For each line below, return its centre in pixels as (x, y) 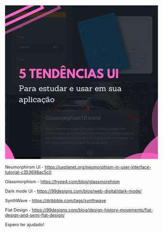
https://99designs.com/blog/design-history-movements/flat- (92, 210)
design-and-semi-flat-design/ (35, 215)
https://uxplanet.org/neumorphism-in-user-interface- (98, 167)
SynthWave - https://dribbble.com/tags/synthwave (56, 201)
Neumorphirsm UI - (24, 167)
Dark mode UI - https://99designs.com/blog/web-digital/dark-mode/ (73, 191)
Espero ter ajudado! (25, 225)
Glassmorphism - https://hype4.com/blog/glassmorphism (62, 182)
